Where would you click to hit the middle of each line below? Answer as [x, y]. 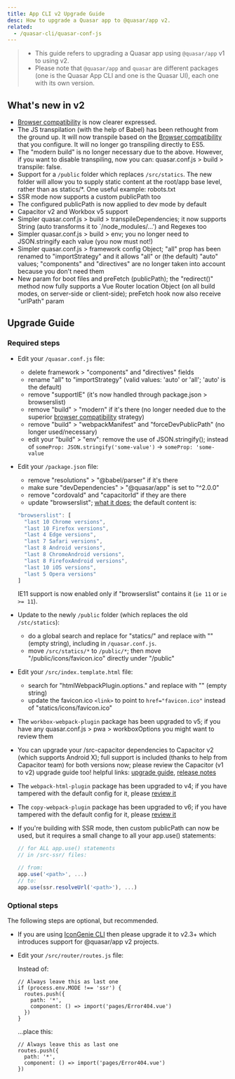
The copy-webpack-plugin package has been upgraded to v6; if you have [122, 807]
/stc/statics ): [38, 623]
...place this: [35, 1031]
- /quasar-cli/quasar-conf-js [58, 33]
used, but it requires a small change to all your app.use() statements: [116, 835]
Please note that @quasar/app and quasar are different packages [127, 68]
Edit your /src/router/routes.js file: [70, 955]
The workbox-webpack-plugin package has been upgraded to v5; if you [119, 722]
